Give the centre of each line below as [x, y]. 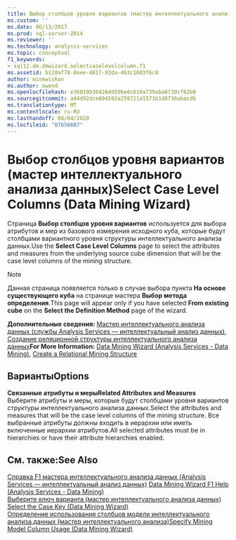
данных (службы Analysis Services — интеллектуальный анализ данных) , [117, 331]
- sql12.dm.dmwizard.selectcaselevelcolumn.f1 [77, 66]
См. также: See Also [53, 460]
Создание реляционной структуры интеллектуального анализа [103, 339]
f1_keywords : [26, 60]
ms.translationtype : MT [42, 105]
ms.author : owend [33, 86]
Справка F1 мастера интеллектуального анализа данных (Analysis [106, 477]
